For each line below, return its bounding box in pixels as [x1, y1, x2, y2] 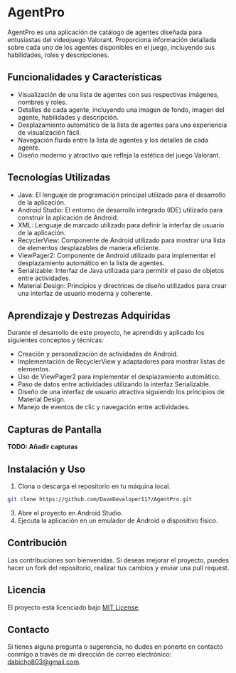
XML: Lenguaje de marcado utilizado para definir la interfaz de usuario [17, 220, 225, 229]
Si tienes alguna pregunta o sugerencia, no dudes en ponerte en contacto [7, 642, 223, 651]
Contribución [7, 537, 68, 549]
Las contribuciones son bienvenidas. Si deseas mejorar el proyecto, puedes [7, 555, 230, 564]
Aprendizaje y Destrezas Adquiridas [7, 309, 171, 322]
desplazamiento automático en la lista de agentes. [17, 258, 165, 267]
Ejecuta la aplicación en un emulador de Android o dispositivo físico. [17, 516, 218, 525]
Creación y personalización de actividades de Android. [17, 350, 179, 359]
